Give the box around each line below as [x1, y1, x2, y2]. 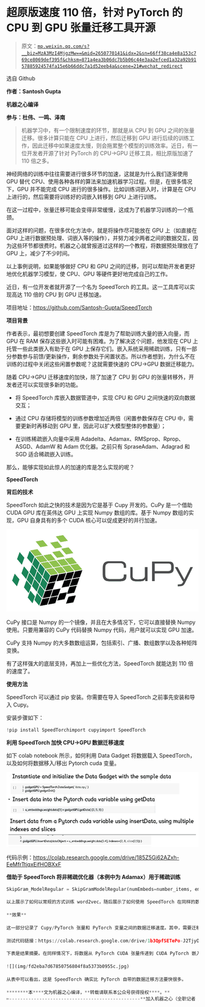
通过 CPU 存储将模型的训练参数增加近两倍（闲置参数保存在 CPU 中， [15, 414, 189, 422]
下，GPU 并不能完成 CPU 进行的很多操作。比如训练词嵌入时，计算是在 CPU [6, 185, 196, 192]
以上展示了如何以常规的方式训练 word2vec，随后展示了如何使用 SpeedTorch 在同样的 [6, 899, 196, 905]
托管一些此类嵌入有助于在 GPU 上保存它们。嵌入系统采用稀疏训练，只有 [6, 345, 187, 352]
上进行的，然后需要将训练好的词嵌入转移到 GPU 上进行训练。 [6, 193, 160, 200]
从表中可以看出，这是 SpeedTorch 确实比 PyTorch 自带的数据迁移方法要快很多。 [6, 976, 187, 983]
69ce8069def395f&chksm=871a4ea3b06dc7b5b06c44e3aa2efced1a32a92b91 [21, 56, 196, 63]
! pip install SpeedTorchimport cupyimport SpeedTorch [6, 727, 146, 733]
